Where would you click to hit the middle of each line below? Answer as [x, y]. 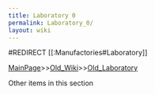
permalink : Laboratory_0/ [51, 23]
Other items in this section [51, 83]
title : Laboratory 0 [42, 15]
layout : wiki [30, 30]
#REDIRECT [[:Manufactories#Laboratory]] [78, 53]
